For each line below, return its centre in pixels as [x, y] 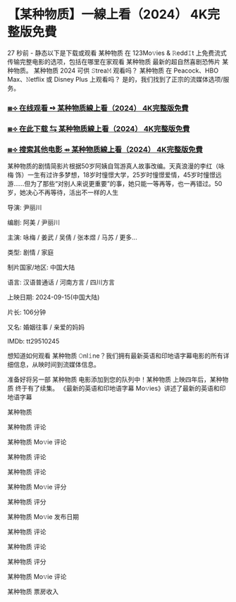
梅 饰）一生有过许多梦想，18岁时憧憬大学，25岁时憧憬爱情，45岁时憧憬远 [114, 175]
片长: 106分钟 [27, 312]
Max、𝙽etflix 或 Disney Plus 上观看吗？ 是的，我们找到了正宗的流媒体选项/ [115, 79]
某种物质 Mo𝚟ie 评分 [37, 487]
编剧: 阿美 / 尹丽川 [33, 222]
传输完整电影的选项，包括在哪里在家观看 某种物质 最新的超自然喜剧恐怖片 [114, 61]
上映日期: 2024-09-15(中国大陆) [54, 297]
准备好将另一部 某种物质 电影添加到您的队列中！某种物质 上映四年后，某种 [115, 380]
